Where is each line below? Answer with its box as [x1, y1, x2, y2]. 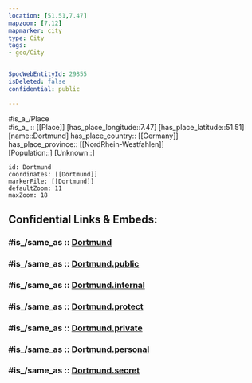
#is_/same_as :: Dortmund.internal [8, 279, 145, 290]
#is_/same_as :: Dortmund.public [8, 258, 140, 269]
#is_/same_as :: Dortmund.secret [8, 365, 140, 376]
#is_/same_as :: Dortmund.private [8, 322, 143, 334]
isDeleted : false [8, 77, 66, 85]
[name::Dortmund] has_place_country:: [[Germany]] [8, 131, 179, 140]
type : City [8, 34, 45, 42]
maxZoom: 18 [8, 191, 48, 199]
